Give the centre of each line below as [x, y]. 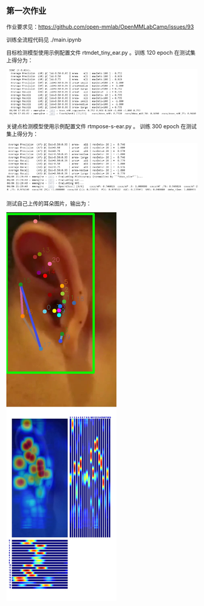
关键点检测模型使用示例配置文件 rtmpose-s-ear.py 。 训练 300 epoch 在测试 [102, 126]
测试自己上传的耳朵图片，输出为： [49, 203]
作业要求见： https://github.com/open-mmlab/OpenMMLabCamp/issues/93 [100, 27]
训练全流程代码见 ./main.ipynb [44, 40]
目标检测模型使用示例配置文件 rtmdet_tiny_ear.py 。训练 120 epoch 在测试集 [101, 52]
